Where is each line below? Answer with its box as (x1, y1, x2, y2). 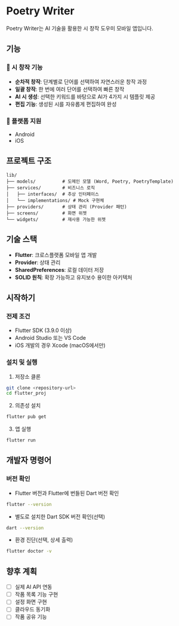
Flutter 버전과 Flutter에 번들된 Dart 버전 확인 (14, 489, 119, 496)
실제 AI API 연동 (14, 584, 53, 591)
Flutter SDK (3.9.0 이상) (14, 327, 72, 334)
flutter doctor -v (6, 548, 52, 554)
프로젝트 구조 (6, 156, 52, 166)
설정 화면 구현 (14, 599, 47, 606)
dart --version (6, 524, 44, 531)
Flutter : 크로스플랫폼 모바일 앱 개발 (14, 251, 97, 258)
